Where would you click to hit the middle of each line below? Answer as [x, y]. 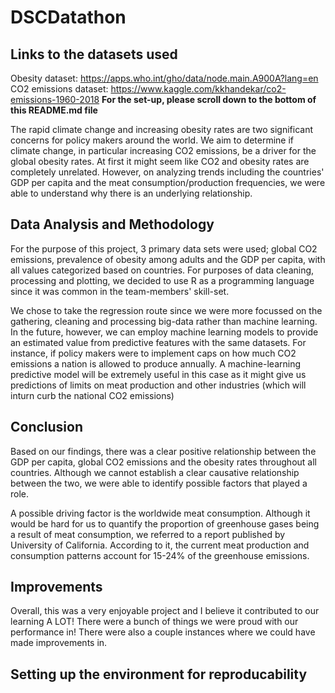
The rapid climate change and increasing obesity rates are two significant [162, 129]
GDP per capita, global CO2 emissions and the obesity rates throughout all [163, 462]
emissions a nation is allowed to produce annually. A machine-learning [156, 363]
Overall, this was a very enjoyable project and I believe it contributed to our [165, 611]
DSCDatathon [68, 17]
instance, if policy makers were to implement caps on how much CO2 [153, 353]
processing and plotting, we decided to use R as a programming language [162, 280]
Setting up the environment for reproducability [159, 674]
